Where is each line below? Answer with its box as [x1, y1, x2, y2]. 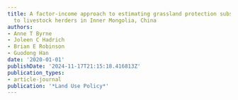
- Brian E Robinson [7, 43, 65, 50]
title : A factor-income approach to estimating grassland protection [7, 10, 217, 18]
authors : [7, 23, 33, 30]
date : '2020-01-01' [7, 56, 65, 63]
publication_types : [7, 69, 65, 76]
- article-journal [7, 75, 62, 83]
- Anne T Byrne [7, 30, 52, 37]
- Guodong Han [7, 50, 50, 57]
